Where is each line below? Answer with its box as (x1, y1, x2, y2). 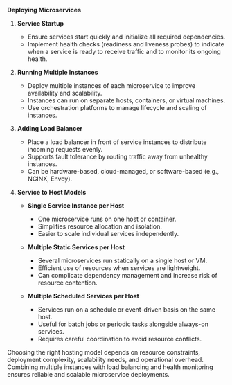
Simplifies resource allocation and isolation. (37, 222, 163, 231)
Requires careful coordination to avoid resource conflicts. (37, 335, 202, 343)
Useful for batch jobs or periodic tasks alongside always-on (37, 320, 209, 328)
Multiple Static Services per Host (27, 243, 125, 251)
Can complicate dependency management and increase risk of (37, 271, 218, 279)
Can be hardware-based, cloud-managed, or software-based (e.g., (27, 168, 220, 175)
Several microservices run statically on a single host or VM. (37, 256, 208, 265)
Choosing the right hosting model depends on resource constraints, (7, 348, 201, 356)
